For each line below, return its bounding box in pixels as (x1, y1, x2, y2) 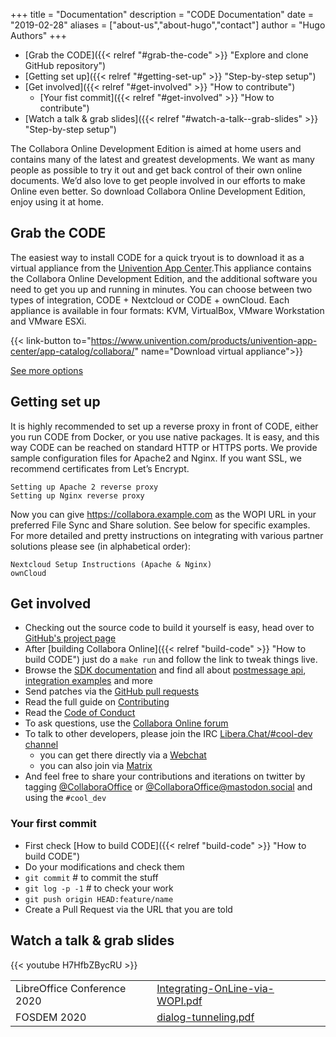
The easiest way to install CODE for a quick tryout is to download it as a (10, 251, 305, 263)
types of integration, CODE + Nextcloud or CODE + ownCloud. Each (10, 294, 290, 306)
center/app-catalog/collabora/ (10, 345, 135, 357)
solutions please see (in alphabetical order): (10, 540, 191, 552)
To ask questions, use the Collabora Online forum (24, 717, 229, 729)
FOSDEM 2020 (15, 1010, 87, 1024)
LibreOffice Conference (15, 981, 127, 995)
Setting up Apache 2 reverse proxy (10, 482, 159, 492)
